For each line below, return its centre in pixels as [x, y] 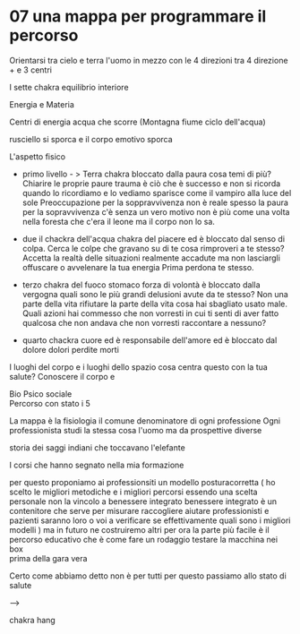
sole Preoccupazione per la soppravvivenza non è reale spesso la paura [155, 202]
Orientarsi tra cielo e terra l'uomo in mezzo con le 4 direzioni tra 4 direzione [149, 60]
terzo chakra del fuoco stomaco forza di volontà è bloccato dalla [141, 285]
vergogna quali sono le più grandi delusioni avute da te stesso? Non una [155, 294]
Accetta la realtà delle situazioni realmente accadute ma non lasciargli [151, 258]
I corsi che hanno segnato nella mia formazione [97, 465]
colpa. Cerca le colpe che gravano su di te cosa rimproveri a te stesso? [153, 248]
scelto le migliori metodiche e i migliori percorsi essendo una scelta [133, 492]
